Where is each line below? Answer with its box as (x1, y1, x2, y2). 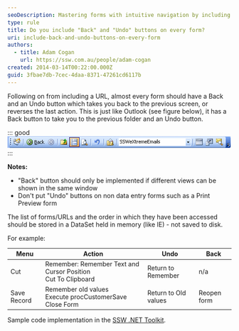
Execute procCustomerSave (45, 292, 127, 301)
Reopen (198, 288, 222, 298)
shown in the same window (17, 183, 98, 192)
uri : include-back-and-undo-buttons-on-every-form (7, 34, 161, 41)
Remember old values (45, 285, 109, 293)
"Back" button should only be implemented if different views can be (17, 176, 217, 185)
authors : (7, 41, 33, 49)
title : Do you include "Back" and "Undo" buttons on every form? (7, 26, 205, 33)
